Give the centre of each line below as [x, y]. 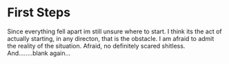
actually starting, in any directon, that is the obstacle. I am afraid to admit [111, 38]
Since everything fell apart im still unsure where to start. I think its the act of [114, 31]
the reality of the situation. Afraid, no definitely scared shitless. [96, 46]
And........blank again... [39, 53]
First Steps [39, 13]
